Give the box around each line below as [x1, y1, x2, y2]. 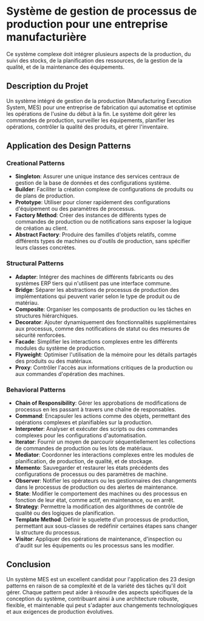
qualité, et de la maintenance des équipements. [6, 63, 125, 71]
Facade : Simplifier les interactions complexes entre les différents [15, 338, 178, 345]
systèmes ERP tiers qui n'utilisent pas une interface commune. [15, 279, 172, 287]
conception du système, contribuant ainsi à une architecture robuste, [6, 595, 179, 602]
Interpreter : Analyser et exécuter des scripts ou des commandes [15, 425, 178, 433]
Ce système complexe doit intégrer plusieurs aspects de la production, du [6, 50, 191, 57]
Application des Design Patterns [6, 141, 132, 151]
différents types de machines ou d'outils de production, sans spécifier [15, 238, 191, 245]
